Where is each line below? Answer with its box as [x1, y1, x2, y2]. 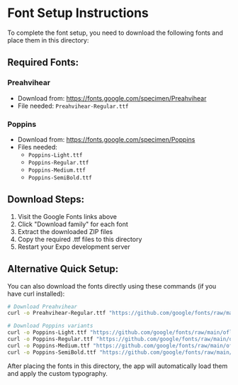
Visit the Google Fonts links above [17, 212, 117, 221]
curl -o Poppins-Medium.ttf [7, 342, 91, 349]
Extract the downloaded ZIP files [17, 227, 113, 235]
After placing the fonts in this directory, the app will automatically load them [7, 362, 228, 370]
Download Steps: [7, 194, 85, 206]
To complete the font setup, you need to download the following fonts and [7, 28, 223, 37]
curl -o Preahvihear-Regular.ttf [7, 310, 106, 317]
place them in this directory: [7, 35, 89, 44]
